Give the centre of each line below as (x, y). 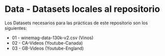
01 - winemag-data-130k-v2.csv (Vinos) (53, 38)
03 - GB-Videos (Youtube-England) (48, 48)
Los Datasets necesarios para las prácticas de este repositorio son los (76, 23)
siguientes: (16, 28)
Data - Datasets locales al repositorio (82, 9)
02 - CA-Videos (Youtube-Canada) (47, 43)
